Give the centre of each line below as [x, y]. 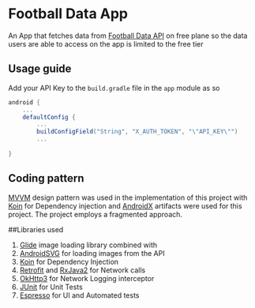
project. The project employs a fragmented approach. [96, 214]
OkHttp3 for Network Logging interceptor [87, 278]
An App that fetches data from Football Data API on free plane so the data [128, 36]
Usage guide [40, 69]
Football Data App [68, 14]
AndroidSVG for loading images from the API [92, 253]
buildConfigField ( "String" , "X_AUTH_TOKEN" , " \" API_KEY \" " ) [137, 132]
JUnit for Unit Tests [51, 287]
